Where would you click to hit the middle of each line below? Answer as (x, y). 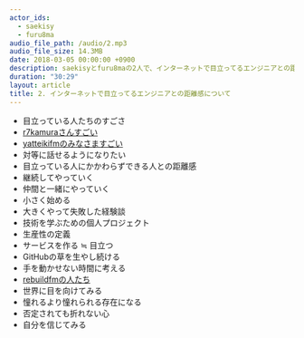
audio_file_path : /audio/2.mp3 (68, 43)
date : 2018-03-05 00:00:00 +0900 (72, 60)
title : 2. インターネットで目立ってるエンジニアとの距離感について (120, 93)
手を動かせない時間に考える (74, 267)
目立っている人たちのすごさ (74, 121)
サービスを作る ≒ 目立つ (68, 245)
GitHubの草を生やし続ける (71, 256)
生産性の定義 (46, 234)
